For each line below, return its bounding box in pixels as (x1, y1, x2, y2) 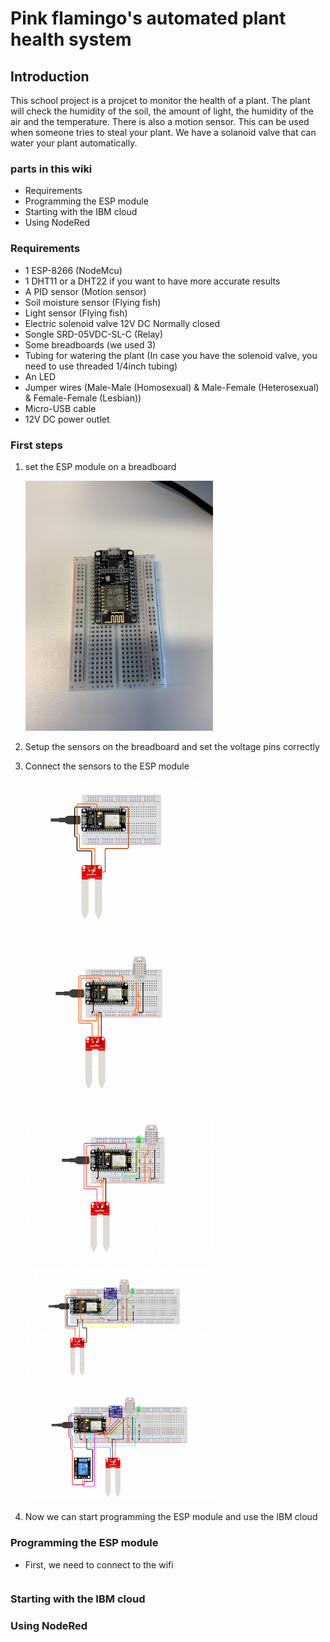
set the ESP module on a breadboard (24, 460, 177, 472)
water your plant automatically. (10, 137, 138, 149)
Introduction (10, 68, 90, 85)
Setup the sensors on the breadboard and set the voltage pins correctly (24, 740, 320, 752)
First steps (10, 438, 63, 452)
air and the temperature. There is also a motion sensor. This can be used (10, 116, 310, 127)
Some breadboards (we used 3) (24, 338, 157, 351)
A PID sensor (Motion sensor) (24, 285, 147, 297)
